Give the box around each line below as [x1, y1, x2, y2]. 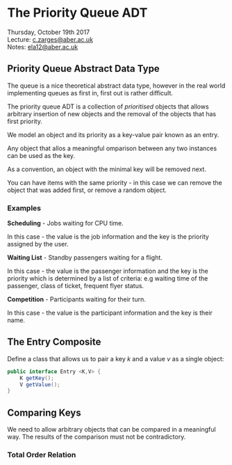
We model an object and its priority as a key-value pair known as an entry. [7, 130, 219, 139]
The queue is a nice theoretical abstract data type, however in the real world [7, 81, 226, 90]
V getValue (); [19, 381, 60, 388]
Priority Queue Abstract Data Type [7, 63, 160, 74]
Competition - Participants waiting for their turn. [7, 295, 146, 304]
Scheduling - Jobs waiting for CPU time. [7, 219, 124, 228]
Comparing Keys [7, 407, 81, 418]
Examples [7, 203, 42, 213]
